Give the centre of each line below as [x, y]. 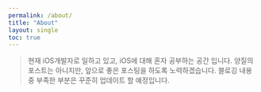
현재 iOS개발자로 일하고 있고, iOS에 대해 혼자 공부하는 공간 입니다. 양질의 [140, 61]
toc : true [25, 37]
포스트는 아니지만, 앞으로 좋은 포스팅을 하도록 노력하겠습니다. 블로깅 [132, 71]
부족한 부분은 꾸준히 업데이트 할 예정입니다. [103, 80]
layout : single [33, 30]
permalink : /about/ [40, 15]
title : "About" [33, 23]
